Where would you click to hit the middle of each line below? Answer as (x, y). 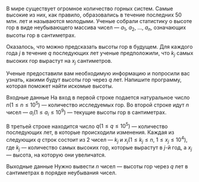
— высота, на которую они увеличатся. (56, 155)
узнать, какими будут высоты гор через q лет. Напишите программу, (94, 80)
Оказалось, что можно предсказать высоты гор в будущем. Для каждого (99, 46)
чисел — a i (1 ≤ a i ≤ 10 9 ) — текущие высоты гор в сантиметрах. (86, 113)
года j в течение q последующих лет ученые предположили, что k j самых (100, 54)
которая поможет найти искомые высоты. (60, 86)
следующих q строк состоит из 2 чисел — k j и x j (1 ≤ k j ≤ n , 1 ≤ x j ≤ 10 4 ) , (97, 140)
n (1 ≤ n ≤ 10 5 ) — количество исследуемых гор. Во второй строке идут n (98, 104)
